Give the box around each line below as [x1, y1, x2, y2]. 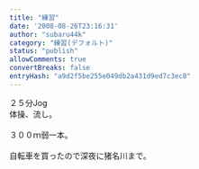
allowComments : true [9, 55, 87, 64]
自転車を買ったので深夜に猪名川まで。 [9, 150, 151, 161]
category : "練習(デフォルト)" [9, 38, 113, 48]
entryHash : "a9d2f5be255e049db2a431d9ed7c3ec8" [9, 72, 192, 81]
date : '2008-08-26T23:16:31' [9, 22, 119, 31]
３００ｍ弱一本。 [9, 129, 73, 140]
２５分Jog [9, 97, 48, 108]
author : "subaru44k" [9, 30, 87, 39]
